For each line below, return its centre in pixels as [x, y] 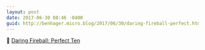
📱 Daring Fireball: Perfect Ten [43, 41]
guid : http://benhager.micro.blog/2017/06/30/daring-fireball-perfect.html [105, 23]
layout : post [23, 12]
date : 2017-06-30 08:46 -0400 [45, 18]
